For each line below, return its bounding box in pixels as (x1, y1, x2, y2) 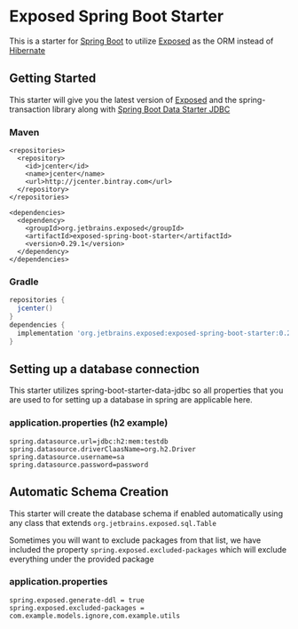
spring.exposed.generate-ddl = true (9, 595, 145, 605)
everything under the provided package (9, 553, 154, 564)
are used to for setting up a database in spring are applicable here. (9, 394, 253, 405)
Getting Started (9, 71, 97, 86)
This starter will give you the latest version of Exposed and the (9, 94, 238, 105)
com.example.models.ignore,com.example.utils (9, 611, 180, 620)
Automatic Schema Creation (9, 484, 169, 499)
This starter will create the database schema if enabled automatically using (9, 508, 284, 519)
